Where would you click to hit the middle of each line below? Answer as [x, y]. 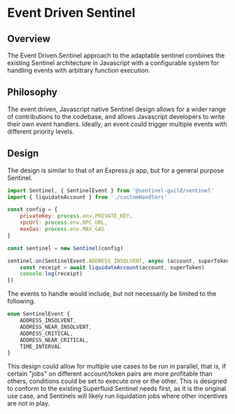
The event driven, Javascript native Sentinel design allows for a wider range [116, 109]
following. [21, 301]
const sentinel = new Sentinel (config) [65, 248]
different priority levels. [41, 131]
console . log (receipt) [51, 274]
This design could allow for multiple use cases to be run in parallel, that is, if [116, 366]
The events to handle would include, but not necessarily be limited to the [112, 294]
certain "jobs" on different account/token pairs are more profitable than [110, 374]
